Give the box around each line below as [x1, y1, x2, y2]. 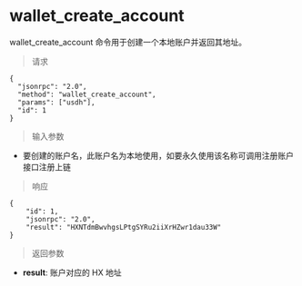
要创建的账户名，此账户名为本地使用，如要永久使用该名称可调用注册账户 [22, 150, 294, 161]
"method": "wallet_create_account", [17, 90, 156, 99]
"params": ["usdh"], [17, 97, 96, 107]
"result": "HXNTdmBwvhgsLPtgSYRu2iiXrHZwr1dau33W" [25, 222, 222, 232]
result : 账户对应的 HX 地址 [22, 267, 122, 278]
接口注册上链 [22, 161, 71, 173]
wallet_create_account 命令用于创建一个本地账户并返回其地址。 [9, 36, 247, 47]
